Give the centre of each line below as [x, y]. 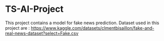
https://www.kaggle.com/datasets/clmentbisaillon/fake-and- [93, 28]
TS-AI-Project [34, 9]
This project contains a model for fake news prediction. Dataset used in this [82, 23]
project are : [18, 28]
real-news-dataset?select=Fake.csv [42, 33]
